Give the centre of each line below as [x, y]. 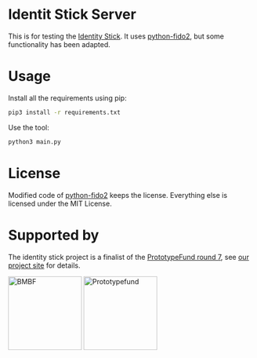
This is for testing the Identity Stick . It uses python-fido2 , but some [116, 36]
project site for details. [44, 265]
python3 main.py [34, 142]
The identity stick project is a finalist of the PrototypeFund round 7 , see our [128, 257]
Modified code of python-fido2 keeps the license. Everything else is [118, 195]
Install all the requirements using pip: [67, 98]
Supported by [54, 235]
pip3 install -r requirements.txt [65, 112]
